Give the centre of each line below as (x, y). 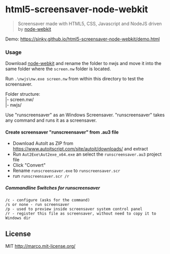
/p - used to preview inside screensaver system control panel (74, 209)
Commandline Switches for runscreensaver (53, 188)
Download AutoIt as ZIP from (43, 143)
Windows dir (18, 218)
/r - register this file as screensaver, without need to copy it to (81, 214)
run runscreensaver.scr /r (41, 176)
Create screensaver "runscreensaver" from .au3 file (62, 132)
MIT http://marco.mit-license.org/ (40, 246)
